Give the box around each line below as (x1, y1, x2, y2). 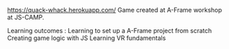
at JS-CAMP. (7, 13, 45, 21)
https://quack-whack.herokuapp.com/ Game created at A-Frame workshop (7, 6, 223, 14)
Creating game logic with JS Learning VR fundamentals (7, 34, 166, 42)
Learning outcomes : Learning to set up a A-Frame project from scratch (7, 27, 212, 35)
